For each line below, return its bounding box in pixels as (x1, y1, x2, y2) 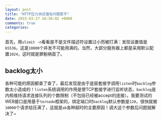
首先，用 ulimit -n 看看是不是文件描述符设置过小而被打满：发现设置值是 (5, 39, 147, 45)
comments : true (5, 20, 36, 26)
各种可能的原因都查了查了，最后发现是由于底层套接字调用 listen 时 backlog (5, 80, 152, 86)
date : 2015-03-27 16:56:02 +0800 (5, 16, 73, 21)
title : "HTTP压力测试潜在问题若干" (5, 12, 69, 16)
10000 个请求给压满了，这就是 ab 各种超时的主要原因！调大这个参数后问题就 (5, 105, 152, 110)
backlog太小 (5, 66, 43, 75)
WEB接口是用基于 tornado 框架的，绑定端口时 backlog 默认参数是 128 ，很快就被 (5, 98, 158, 104)
